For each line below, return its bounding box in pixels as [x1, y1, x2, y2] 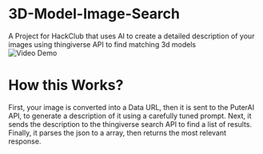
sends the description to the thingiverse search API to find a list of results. [8, 119, 253, 128]
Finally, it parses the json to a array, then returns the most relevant [8, 128, 226, 137]
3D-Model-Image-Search [8, 5, 180, 23]
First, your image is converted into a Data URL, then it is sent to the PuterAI [8, 102, 254, 112]
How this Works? [8, 77, 124, 94]
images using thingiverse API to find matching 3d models [8, 39, 197, 49]
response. [8, 136, 42, 146]
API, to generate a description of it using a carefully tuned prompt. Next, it [8, 111, 252, 120]
